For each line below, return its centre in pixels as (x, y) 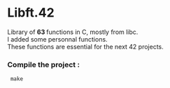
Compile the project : (44, 64)
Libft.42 (31, 13)
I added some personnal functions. (57, 39)
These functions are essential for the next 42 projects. (86, 46)
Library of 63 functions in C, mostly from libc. (73, 32)
